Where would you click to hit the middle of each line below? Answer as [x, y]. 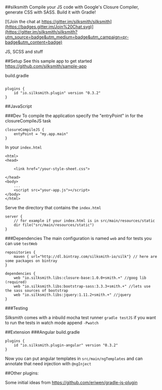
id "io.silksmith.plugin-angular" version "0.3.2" [66, 345]
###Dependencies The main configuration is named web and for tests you [78, 238]
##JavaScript [18, 106]
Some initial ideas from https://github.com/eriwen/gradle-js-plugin [71, 382]
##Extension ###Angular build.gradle [42, 332]
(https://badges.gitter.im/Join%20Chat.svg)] [49, 27]
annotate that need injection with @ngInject [48, 364]
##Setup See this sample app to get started [49, 61]
